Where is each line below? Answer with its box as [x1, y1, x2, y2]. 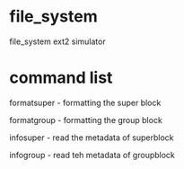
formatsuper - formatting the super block [9, 97, 162, 108]
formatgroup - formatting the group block [9, 114, 163, 125]
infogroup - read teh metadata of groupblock [9, 149, 175, 160]
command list [9, 67, 113, 88]
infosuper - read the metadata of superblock [9, 132, 174, 143]
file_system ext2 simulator [9, 36, 106, 47]
